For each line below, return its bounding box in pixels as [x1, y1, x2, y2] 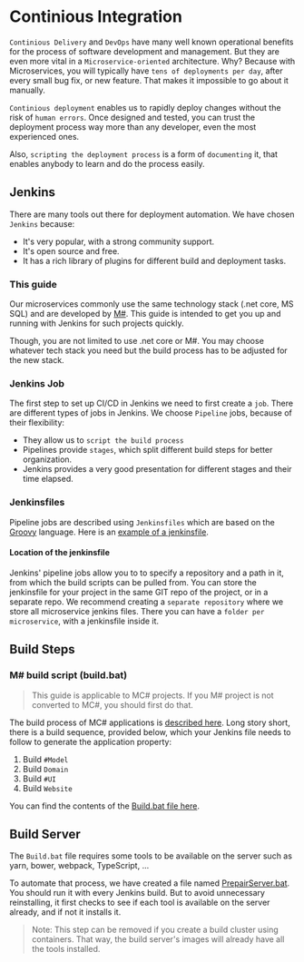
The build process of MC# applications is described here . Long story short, [9, 717, 290, 728]
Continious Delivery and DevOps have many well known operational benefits [9, 36, 294, 47]
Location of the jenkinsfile [9, 547, 111, 558]
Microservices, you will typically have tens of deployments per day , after [9, 65, 283, 76]
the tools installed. [31, 944, 101, 955]
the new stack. [9, 355, 65, 366]
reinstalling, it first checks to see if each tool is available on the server [9, 897, 270, 908]
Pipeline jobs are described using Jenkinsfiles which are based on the [9, 516, 275, 527]
